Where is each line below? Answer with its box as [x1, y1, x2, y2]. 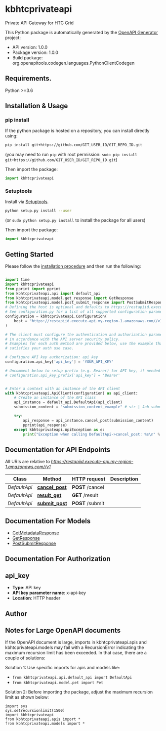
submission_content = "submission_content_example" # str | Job [14, 404, 149, 410]
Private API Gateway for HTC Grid [5, 20, 74, 26]
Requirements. [5, 74, 52, 83]
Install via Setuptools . [5, 199, 49, 205]
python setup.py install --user [5, 209, 72, 214]
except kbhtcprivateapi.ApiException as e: [14, 427, 105, 432]
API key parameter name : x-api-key [12, 590, 86, 596]
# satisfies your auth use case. [5, 346, 74, 351]
